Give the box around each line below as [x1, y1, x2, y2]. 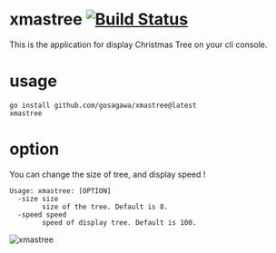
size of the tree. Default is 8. [42, 202, 169, 211]
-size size [17, 194, 59, 203]
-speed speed [17, 209, 67, 219]
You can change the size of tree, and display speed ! [9, 169, 206, 180]
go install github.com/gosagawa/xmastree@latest [9, 101, 197, 110]
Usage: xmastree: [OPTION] [9, 186, 112, 195]
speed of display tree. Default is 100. [42, 218, 197, 227]
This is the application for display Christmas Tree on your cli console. [9, 39, 268, 50]
